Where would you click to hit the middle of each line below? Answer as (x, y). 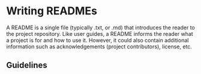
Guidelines (27, 65)
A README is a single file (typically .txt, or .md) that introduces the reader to (100, 27)
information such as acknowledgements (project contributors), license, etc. (99, 47)
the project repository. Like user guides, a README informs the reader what (100, 33)
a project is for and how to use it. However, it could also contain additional (97, 40)
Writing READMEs (52, 11)
